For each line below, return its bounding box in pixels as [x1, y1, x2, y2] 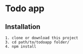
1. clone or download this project [5, 35, 79, 40]
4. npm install [5, 44, 37, 49]
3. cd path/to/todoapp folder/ [5, 40, 70, 45]
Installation [5, 23, 41, 31]
